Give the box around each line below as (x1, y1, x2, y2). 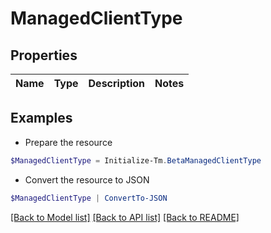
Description (88, 77, 145, 90)
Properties (10, 47, 78, 64)
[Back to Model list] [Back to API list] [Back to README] (10, 211, 240, 223)
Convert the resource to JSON (24, 173, 150, 186)
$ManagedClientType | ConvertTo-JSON (10, 193, 168, 203)
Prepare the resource (24, 136, 113, 148)
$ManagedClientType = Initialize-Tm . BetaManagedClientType (10, 155, 262, 166)
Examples (10, 110, 73, 127)
